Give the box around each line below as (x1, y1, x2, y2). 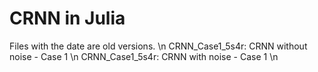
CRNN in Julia (9, 7, 126, 30)
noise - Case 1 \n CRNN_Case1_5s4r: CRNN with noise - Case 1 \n (9, 50, 279, 62)
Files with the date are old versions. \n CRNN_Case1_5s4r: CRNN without (9, 40, 308, 52)
